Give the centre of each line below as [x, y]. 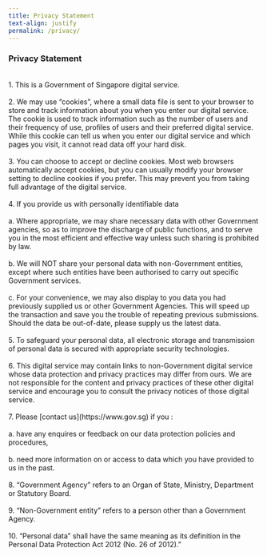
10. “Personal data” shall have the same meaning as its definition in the [125, 536]
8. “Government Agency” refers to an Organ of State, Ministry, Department [131, 485]
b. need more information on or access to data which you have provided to [131, 459]
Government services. [45, 280]
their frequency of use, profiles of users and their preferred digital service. [131, 127]
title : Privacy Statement [51, 16]
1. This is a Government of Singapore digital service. [94, 84]
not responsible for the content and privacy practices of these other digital [131, 382]
